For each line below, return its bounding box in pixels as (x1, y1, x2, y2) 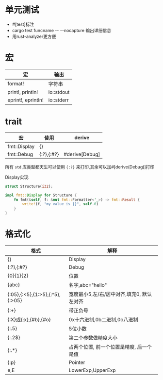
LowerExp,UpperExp (68, 367, 116, 374)
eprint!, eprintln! (7, 97, 44, 103)
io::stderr (48, 97, 69, 103)
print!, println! (7, 88, 38, 95)
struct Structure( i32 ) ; (5, 184, 53, 189)
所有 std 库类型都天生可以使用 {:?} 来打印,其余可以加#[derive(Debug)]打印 (5, 164, 155, 170)
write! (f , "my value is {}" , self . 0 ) (22, 202, 98, 207)
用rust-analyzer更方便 (12, 33, 56, 39)
